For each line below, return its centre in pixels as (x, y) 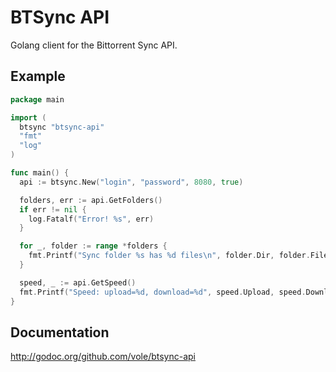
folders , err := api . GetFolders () (91, 200)
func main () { (40, 173)
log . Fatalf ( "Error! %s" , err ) (91, 219)
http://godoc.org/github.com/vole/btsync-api (103, 357)
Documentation (60, 332)
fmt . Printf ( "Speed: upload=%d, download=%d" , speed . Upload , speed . (163, 292)
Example (38, 76)
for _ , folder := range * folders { (93, 246)
